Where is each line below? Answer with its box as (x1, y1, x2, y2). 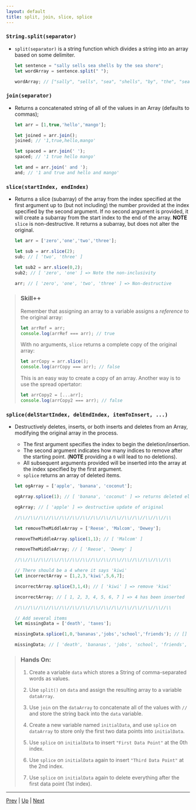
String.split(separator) (6, 33, 77, 40)
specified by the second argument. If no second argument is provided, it (14, 208, 188, 215)
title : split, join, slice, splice (6, 14, 93, 20)
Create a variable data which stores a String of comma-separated (29, 669, 187, 676)
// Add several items (14, 615, 67, 621)
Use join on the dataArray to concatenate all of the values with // (29, 704, 188, 711)
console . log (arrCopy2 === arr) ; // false (20, 398, 123, 404)
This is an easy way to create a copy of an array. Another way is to (20, 375, 181, 382)
